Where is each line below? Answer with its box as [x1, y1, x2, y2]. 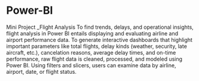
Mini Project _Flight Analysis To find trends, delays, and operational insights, [6, 23, 194, 31]
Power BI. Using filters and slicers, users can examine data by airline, [6, 61, 176, 69]
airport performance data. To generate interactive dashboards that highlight [6, 36, 193, 43]
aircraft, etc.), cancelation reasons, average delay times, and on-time [6, 49, 176, 56]
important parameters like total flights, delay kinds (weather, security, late [6, 43, 187, 50]
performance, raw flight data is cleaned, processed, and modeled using [6, 55, 183, 62]
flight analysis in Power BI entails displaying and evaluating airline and [6, 29, 178, 37]
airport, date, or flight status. [6, 68, 76, 75]
